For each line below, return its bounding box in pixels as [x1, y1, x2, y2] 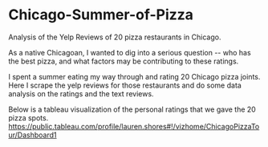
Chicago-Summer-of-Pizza [8, 6, 194, 24]
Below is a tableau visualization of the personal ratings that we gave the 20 [8, 104, 257, 114]
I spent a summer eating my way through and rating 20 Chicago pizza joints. [8, 71, 261, 81]
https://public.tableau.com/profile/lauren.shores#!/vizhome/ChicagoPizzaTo [8, 121, 260, 131]
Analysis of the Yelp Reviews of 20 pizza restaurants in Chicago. [8, 32, 221, 42]
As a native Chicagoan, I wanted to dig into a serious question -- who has [8, 47, 251, 57]
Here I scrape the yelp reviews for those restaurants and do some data [8, 80, 242, 90]
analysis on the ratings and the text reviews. [8, 88, 154, 98]
